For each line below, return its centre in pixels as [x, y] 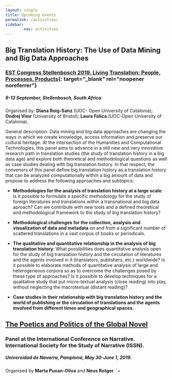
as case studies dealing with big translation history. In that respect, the [80, 165]
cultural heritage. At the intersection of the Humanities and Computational [83, 142]
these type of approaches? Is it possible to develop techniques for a [85, 276]
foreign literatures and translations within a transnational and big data [86, 202]
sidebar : [15, 24]
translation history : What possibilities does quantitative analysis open [87, 249]
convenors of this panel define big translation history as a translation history [86, 170]
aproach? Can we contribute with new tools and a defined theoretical [86, 207]
